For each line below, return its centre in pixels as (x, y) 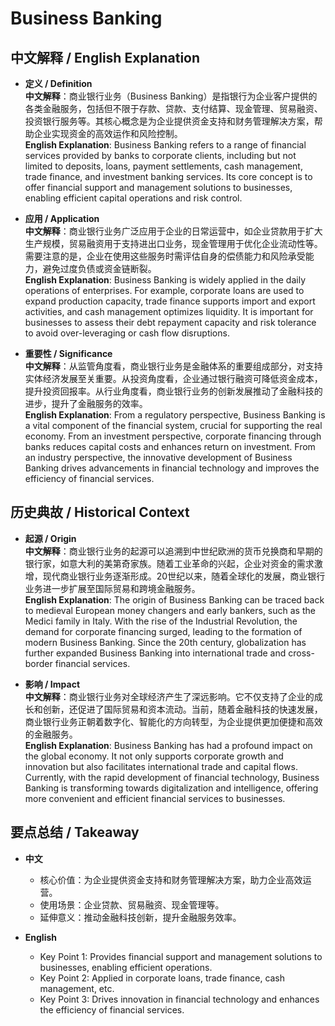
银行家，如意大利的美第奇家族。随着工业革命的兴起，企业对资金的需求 (169, 563)
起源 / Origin (50, 538)
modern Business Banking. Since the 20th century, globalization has (165, 642)
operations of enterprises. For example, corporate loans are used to (164, 290)
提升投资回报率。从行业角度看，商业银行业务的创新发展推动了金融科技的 (173, 391)
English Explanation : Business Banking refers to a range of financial (165, 145)
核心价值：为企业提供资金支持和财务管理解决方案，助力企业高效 (171, 879)
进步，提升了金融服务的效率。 (86, 403)
